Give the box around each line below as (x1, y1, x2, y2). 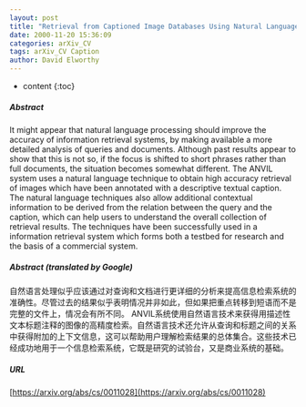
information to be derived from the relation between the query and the (9, 201, 273, 212)
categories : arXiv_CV (9, 38, 92, 48)
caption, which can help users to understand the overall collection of (9, 211, 267, 222)
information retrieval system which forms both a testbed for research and (9, 230, 284, 241)
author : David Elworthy (9, 56, 100, 65)
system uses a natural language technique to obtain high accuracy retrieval (9, 172, 291, 183)
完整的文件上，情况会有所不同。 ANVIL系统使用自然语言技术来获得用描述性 (9, 308, 291, 319)
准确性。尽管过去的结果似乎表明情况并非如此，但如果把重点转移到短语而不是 (9, 297, 297, 308)
